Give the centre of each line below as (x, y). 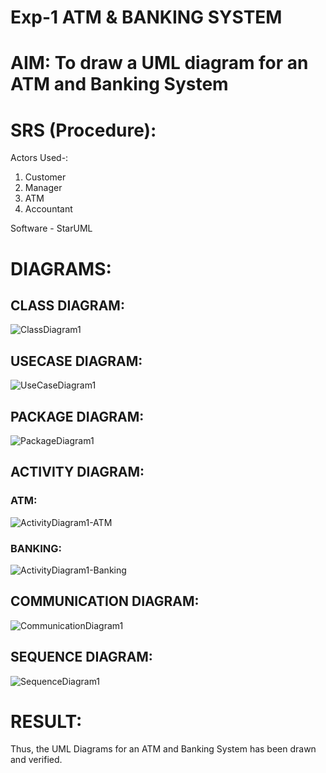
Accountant (48, 209)
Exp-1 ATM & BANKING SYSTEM (146, 17)
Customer (45, 177)
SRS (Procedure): (83, 130)
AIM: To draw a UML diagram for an (159, 63)
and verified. (36, 760)
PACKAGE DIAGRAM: (77, 416)
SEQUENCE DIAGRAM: (81, 657)
